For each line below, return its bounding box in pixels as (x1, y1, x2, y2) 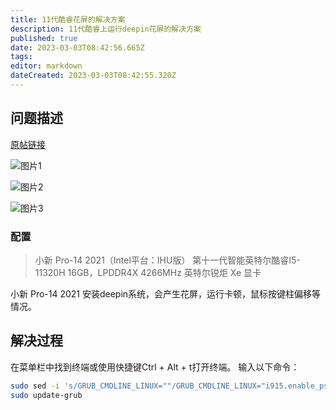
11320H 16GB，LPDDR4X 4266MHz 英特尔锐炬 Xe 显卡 (34, 266, 262, 278)
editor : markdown (10, 61, 83, 71)
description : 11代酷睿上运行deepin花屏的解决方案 (10, 24, 202, 34)
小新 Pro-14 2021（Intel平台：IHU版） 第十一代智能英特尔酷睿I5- (34, 254, 301, 266)
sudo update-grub (10, 390, 83, 400)
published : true (10, 33, 78, 43)
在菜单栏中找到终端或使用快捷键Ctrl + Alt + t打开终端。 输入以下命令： (10, 361, 300, 373)
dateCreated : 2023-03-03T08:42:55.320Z (10, 71, 177, 81)
